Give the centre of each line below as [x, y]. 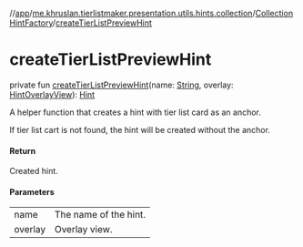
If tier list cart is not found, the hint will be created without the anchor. [140, 129]
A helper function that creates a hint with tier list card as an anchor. [136, 112]
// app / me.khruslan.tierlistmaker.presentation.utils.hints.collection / [133, 13]
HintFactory [31, 23]
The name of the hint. [100, 215]
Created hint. [34, 171]
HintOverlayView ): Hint [52, 94]
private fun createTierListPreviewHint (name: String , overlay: [121, 85]
